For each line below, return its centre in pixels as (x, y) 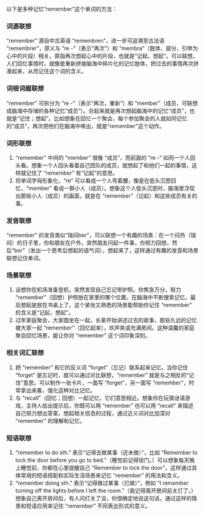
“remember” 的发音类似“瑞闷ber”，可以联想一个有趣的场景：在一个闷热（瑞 (101, 235)
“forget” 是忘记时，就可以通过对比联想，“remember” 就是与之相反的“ (102, 375)
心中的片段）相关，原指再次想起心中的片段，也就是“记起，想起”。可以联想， (102, 56)
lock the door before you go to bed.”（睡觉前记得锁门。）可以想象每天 (102, 460)
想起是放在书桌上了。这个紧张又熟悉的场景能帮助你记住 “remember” (106, 305)
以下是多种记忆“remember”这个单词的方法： (62, 9)
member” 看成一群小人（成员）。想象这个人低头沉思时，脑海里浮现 (112, 188)
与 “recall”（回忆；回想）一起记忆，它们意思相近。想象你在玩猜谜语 (100, 398)
